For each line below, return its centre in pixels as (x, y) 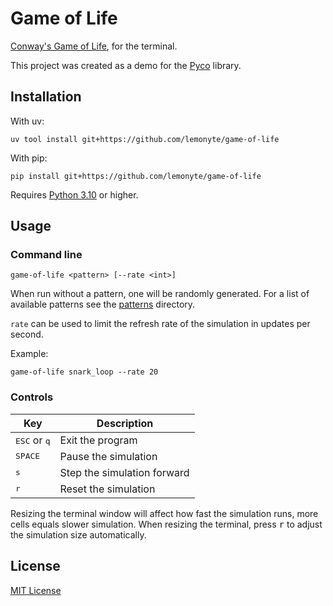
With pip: (29, 158)
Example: (29, 354)
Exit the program (98, 440)
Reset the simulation (107, 489)
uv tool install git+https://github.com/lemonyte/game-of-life (145, 139)
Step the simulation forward (124, 472)
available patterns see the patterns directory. (103, 304)
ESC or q (33, 440)
